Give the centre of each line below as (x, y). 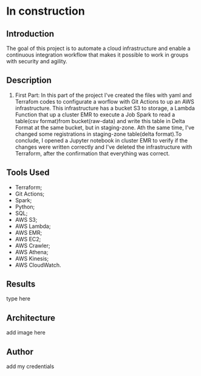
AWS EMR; (29, 232)
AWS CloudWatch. (38, 265)
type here (19, 299)
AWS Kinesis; (32, 258)
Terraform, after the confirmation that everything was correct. (92, 153)
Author (20, 352)
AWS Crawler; (32, 246)
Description (29, 80)
